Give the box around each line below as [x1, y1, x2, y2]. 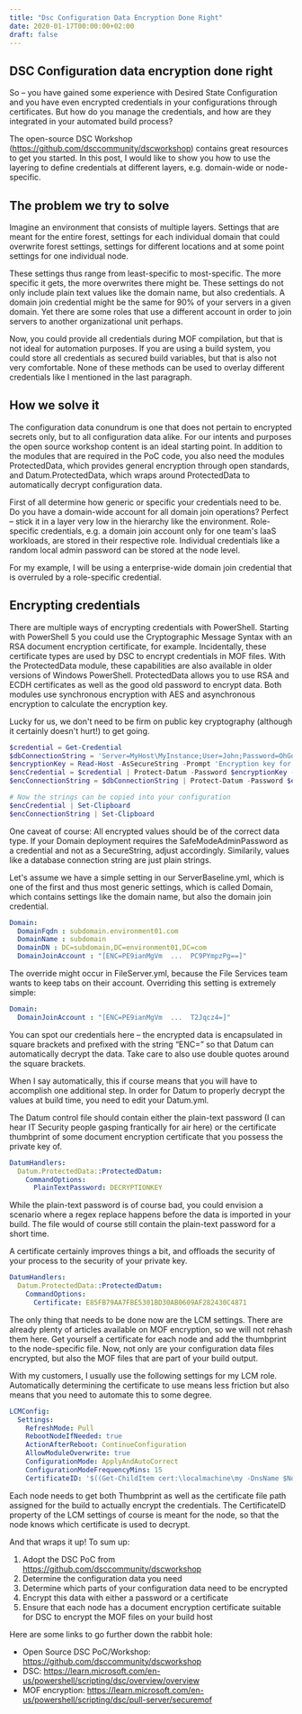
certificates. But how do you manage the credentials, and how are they [9, 106, 271, 117]
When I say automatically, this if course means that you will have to [9, 1075, 258, 1086]
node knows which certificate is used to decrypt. [9, 1518, 191, 1529]
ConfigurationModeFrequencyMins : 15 [25, 1465, 164, 1474]
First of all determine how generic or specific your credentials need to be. [9, 497, 282, 508]
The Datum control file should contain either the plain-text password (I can [9, 1112, 286, 1123]
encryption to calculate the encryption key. [9, 698, 168, 709]
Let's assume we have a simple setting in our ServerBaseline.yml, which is [9, 872, 285, 883]
